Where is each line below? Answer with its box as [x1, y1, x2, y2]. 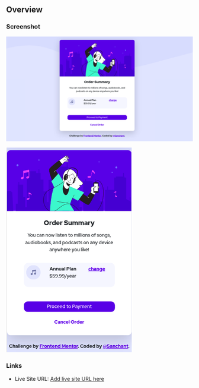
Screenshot [6, 23, 40, 31]
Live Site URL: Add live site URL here [14, 375, 105, 382]
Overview [6, 5, 43, 15]
